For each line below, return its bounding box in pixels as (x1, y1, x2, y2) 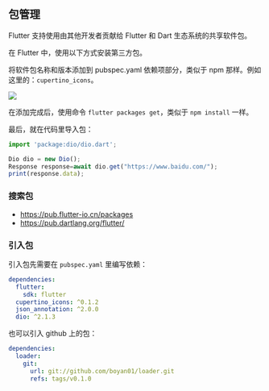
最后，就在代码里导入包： (8, 124, 93, 134)
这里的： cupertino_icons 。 (8, 75, 98, 85)
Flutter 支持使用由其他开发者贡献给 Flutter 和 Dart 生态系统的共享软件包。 (8, 31, 252, 40)
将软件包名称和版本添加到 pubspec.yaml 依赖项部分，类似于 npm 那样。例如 (8, 64, 262, 74)
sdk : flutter (23, 290, 67, 298)
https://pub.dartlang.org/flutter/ (19, 218, 125, 227)
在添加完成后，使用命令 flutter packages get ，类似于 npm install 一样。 (8, 107, 254, 117)
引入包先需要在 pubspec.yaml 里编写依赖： (8, 259, 147, 268)
